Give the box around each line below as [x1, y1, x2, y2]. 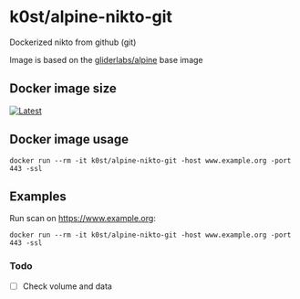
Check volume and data [22, 281, 112, 292]
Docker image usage [9, 132, 129, 147]
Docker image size [9, 80, 117, 97]
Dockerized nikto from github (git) [9, 37, 137, 48]
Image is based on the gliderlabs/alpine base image [9, 54, 203, 65]
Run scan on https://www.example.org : [9, 213, 157, 224]
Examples [9, 188, 67, 204]
